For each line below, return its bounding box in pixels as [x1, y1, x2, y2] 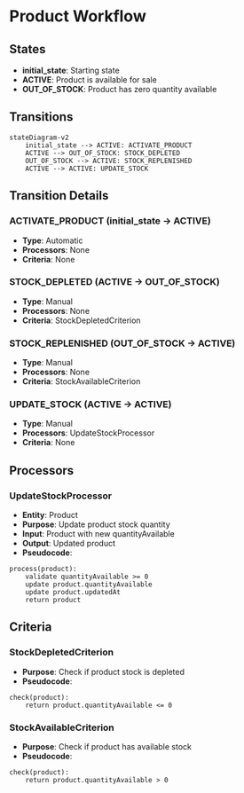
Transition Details [9, 188, 109, 203]
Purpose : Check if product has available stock [21, 742, 193, 752]
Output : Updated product [21, 538, 116, 549]
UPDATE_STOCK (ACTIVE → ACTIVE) [9, 398, 172, 411]
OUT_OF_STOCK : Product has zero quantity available [21, 84, 217, 94]
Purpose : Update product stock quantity [21, 519, 170, 530]
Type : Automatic [21, 235, 83, 246]
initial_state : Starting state [21, 65, 120, 75]
